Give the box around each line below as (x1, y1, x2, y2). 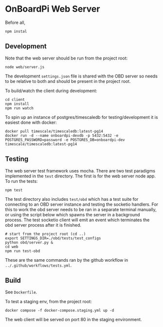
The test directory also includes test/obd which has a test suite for (5, 196, 139, 202)
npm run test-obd (5, 249, 40, 253)
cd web (5, 244, 18, 249)
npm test (5, 188, 23, 192)
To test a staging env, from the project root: (5, 299, 92, 305)
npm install (5, 101, 29, 106)
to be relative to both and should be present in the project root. (5, 78, 131, 84)
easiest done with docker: (5, 119, 57, 125)
